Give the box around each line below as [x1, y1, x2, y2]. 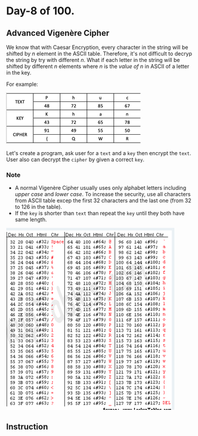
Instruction [6, 422, 48, 432]
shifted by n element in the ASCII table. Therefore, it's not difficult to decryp [6, 50, 193, 57]
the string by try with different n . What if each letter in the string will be [6, 57, 180, 63]
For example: [6, 81, 39, 88]
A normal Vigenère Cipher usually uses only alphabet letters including [14, 184, 187, 191]
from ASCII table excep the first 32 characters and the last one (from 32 [14, 197, 192, 204]
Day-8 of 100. [6, 4, 75, 18]
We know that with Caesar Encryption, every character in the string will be [6, 44, 188, 51]
